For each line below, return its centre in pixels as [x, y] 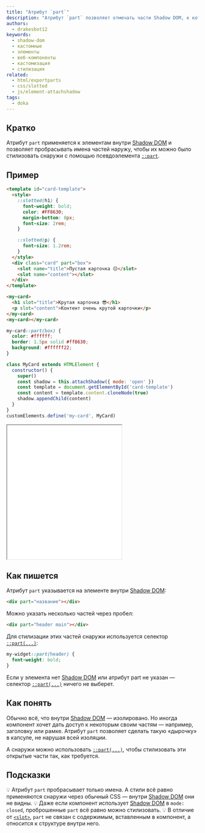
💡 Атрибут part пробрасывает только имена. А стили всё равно [90, 790]
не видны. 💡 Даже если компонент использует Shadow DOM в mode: [95, 803]
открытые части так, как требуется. [53, 756]
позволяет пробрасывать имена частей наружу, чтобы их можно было [99, 149]
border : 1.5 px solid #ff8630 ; [50, 342]
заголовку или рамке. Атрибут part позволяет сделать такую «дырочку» [102, 731]
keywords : [19, 35]
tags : [13, 97]
